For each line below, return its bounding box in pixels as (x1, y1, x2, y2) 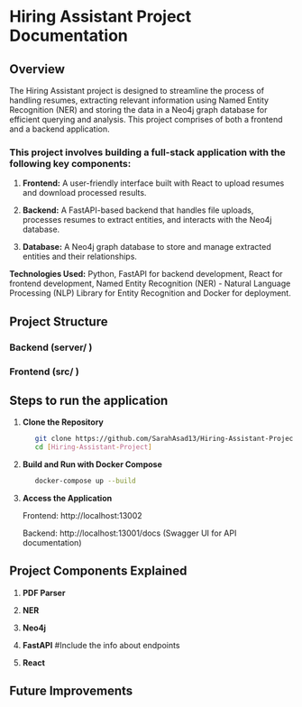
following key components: (9, 157, 132, 170)
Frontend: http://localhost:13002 (22, 510, 142, 520)
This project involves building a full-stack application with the (9, 146, 286, 159)
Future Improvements (9, 684, 133, 699)
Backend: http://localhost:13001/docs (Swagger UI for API (22, 528, 237, 538)
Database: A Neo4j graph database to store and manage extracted (22, 242, 272, 252)
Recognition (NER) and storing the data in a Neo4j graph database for (9, 105, 268, 115)
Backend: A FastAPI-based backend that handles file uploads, (22, 205, 254, 216)
